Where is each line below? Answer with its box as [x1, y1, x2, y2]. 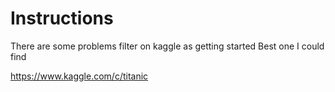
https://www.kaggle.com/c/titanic [10, 70, 149, 82]
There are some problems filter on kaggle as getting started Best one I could [10, 40, 325, 52]
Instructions [10, 7, 114, 30]
